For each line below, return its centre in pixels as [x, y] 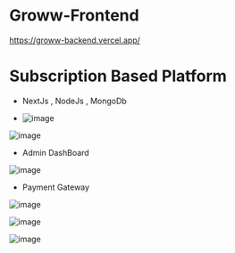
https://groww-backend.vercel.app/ [75, 40]
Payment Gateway [56, 187]
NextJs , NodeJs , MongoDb [74, 101]
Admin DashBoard [55, 152]
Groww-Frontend [75, 16]
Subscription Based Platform [118, 76]
